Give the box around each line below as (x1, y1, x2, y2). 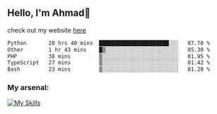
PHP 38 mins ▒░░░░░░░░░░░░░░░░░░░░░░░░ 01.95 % (7, 52, 211, 60)
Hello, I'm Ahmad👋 (7, 7, 91, 19)
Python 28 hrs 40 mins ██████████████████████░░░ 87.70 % (7, 40, 211, 47)
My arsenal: (7, 83, 49, 93)
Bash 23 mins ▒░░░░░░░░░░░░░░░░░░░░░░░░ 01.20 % (7, 66, 211, 73)
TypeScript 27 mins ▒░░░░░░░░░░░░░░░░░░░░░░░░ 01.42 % (7, 59, 211, 67)
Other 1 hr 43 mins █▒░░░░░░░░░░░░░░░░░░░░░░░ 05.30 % (7, 46, 211, 53)
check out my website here (7, 25, 87, 34)
